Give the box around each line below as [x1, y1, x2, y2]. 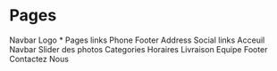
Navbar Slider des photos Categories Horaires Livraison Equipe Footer [9, 43, 268, 54]
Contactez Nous [9, 53, 70, 64]
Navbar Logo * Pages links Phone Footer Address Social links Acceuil [9, 35, 265, 45]
